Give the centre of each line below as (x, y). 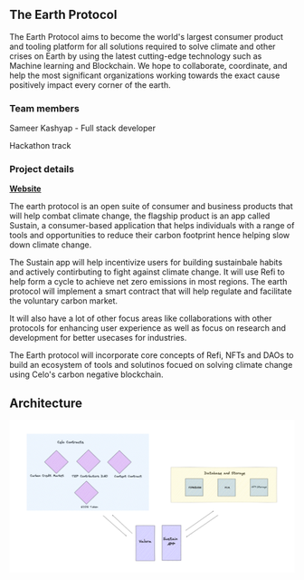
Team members (44, 108)
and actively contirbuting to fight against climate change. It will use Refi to (147, 272)
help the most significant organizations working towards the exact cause (145, 75)
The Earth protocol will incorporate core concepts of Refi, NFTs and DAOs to (152, 355)
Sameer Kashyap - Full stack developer (83, 128)
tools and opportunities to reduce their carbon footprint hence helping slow (150, 236)
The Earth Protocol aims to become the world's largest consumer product (146, 36)
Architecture (46, 403)
